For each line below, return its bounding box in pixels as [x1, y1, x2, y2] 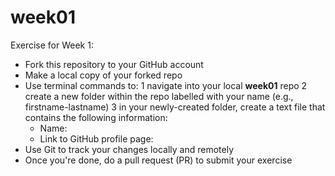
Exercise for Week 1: [10, 39, 94, 51]
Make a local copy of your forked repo [24, 69, 183, 81]
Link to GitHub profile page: [39, 132, 154, 145]
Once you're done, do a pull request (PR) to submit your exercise [24, 154, 293, 166]
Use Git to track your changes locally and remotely [24, 143, 234, 155]
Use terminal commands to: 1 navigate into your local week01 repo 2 [24, 79, 308, 91]
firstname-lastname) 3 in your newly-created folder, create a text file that [24, 101, 326, 113]
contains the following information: [24, 111, 168, 123]
